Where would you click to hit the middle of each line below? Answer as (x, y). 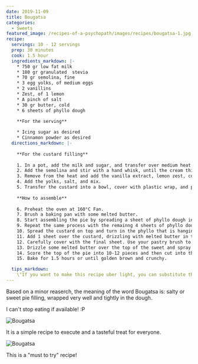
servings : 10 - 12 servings (46, 45)
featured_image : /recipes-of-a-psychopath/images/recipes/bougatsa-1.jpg (99, 34)
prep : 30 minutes (33, 50)
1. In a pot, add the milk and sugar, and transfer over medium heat (104, 165)
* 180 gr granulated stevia (52, 72)
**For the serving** (42, 121)
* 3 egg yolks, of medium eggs (55, 83)
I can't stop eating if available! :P (46, 309)
